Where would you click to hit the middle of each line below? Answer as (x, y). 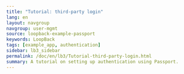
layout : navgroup (28, 23)
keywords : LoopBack (31, 39)
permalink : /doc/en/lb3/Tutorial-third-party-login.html (79, 56)
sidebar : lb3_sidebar (33, 51)
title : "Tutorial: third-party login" (55, 12)
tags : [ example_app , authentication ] (54, 45)
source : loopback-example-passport (51, 34)
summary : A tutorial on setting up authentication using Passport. (93, 61)
